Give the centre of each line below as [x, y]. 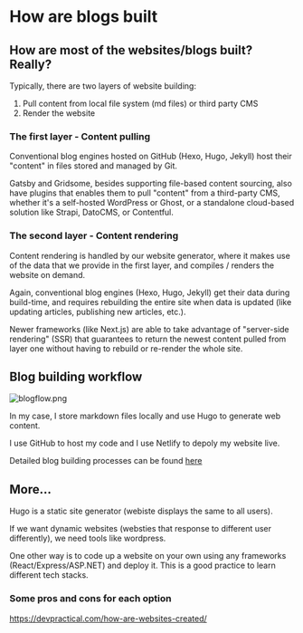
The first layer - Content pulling [80, 136]
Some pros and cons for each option [90, 599]
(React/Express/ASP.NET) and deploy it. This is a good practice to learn [142, 566]
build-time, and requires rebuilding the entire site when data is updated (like [151, 302]
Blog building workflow [76, 376]
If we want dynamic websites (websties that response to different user [141, 529]
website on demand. [47, 274]
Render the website [59, 113]
